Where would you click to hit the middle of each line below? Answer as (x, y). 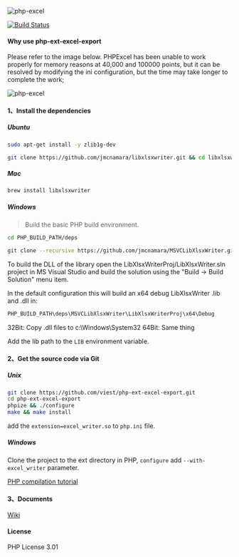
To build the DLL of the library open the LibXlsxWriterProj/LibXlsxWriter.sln (116, 264)
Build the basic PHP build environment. (82, 225)
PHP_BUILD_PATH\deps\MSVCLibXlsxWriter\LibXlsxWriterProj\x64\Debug (111, 314)
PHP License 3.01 (33, 547)
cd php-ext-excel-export (44, 399)
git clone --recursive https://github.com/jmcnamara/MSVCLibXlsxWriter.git (122, 251)
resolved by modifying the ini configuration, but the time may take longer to (118, 72)
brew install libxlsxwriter (49, 191)
